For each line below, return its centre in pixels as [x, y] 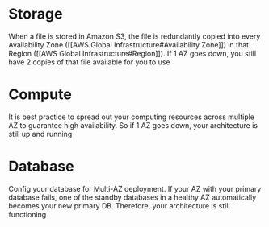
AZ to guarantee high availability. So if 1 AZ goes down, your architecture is [133, 125]
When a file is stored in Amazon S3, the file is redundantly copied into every [134, 36]
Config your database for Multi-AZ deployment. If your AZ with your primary [135, 188]
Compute [40, 95]
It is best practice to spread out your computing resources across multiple [132, 117]
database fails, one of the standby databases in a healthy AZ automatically [132, 197]
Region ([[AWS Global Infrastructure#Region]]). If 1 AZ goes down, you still [132, 53]
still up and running [40, 134]
